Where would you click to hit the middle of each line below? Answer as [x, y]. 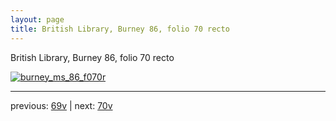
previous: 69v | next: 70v [61, 105]
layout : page [37, 19]
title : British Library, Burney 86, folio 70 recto [120, 29]
